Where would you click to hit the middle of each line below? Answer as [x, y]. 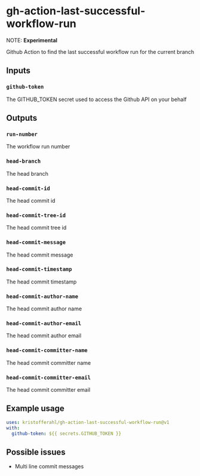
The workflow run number [38, 147]
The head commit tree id [36, 228]
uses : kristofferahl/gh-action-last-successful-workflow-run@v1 [88, 422]
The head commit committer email [48, 389]
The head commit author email [44, 335]
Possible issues [36, 452]
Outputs [22, 118]
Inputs [19, 71]
